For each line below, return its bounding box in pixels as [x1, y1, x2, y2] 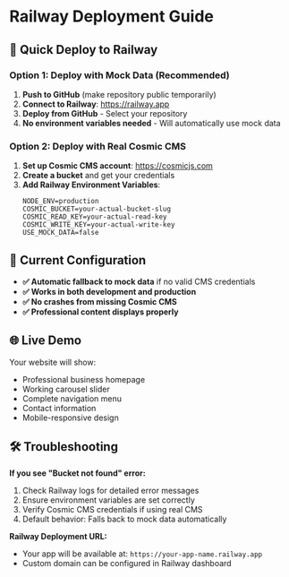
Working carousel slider [21, 383, 110, 394]
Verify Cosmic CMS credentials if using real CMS [21, 504, 203, 514]
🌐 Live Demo [9, 333, 82, 349]
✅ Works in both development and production [21, 286, 197, 297]
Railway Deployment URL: [9, 530, 107, 541]
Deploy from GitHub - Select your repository [21, 108, 188, 118]
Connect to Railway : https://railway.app [21, 99, 170, 109]
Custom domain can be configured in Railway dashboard [21, 557, 232, 568]
